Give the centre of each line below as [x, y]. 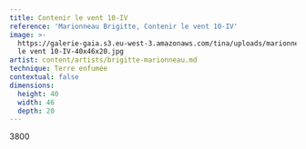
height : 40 [38, 94]
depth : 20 [36, 111]
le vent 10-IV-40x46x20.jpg [71, 52]
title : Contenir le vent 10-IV [69, 18]
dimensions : [32, 85]
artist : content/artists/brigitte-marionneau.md [103, 60]
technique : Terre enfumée [58, 69]
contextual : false [44, 77]
